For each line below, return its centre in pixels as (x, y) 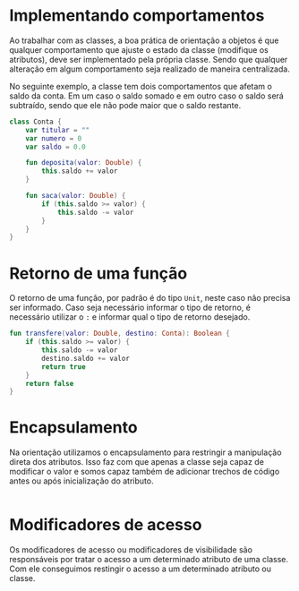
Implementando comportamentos (137, 16)
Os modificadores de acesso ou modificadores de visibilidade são (131, 550)
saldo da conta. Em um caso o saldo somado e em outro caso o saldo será (146, 96)
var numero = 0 (54, 138)
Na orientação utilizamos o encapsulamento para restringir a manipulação (145, 452)
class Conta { (36, 122)
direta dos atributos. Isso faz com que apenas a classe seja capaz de (137, 462)
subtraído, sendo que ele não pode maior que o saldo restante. (125, 105)
